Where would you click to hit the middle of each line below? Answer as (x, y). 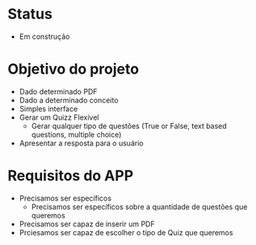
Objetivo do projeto (73, 69)
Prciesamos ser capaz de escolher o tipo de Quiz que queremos (126, 232)
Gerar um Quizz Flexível (59, 117)
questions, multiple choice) (76, 134)
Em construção (44, 36)
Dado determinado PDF (58, 91)
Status (30, 14)
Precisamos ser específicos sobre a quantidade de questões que (139, 206)
